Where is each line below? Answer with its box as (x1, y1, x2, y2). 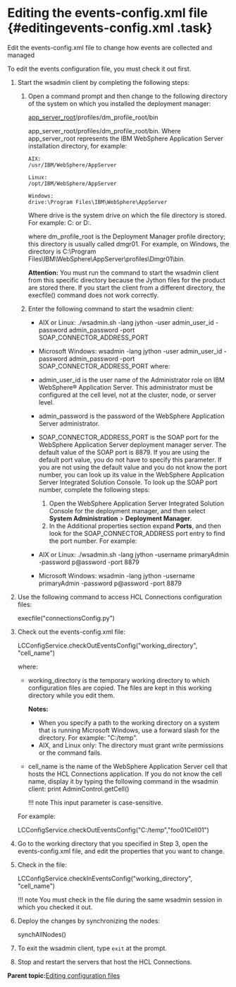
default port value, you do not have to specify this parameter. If (38, 455, 222, 464)
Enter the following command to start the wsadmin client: (27, 304, 194, 313)
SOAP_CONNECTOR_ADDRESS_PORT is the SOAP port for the (38, 433, 219, 441)
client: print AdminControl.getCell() (27, 784, 130, 793)
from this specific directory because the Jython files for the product (27, 275, 225, 284)
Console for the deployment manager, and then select (49, 506, 206, 515)
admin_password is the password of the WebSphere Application (38, 412, 225, 420)
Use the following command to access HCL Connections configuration (17, 592, 223, 601)
